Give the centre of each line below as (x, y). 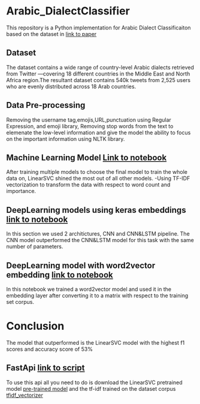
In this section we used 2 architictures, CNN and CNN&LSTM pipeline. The (98, 234)
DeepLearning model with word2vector (81, 265)
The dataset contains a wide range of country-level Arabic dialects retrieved (100, 67)
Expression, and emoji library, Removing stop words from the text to (90, 126)
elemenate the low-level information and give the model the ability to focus (99, 132)
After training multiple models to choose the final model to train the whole (97, 172)
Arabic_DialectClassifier (68, 11)
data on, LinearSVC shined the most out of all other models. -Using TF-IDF (98, 179)
